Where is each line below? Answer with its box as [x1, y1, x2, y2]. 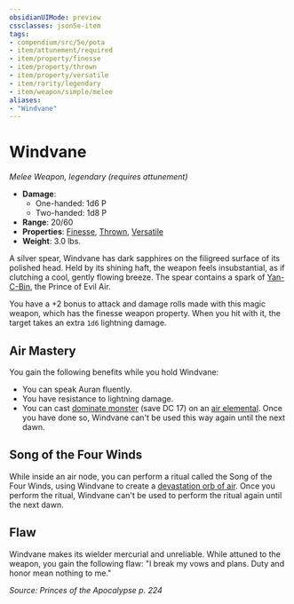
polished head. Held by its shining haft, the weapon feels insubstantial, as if [9, 263, 286, 274]
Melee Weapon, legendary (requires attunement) [9, 171, 188, 182]
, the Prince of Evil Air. [29, 282, 111, 292]
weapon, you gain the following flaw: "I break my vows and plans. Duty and [9, 558, 285, 568]
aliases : [9, 95, 42, 105]
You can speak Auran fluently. [21, 384, 132, 394]
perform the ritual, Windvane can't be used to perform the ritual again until [9, 489, 282, 500]
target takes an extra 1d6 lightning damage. [9, 317, 167, 329]
